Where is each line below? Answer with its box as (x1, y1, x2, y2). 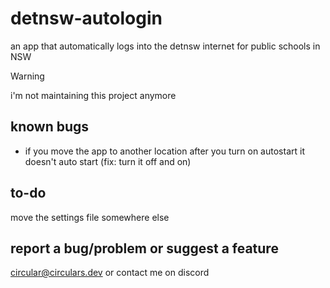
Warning (10, 70, 45, 82)
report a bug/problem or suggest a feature (10, 240, 279, 257)
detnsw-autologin (10, 7, 163, 30)
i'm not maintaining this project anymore (10, 89, 177, 101)
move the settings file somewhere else (10, 211, 170, 223)
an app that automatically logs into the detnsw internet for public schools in (10, 40, 321, 52)
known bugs (10, 118, 90, 136)
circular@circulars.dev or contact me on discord (10, 267, 210, 279)
